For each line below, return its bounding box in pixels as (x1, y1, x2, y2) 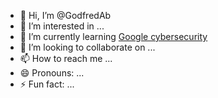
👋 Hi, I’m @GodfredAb (19, 10, 112, 21)
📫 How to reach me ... (19, 53, 113, 64)
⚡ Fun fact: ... (19, 78, 75, 90)
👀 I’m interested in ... (19, 20, 105, 32)
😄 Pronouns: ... (19, 67, 85, 79)
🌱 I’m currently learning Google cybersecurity (19, 31, 208, 42)
